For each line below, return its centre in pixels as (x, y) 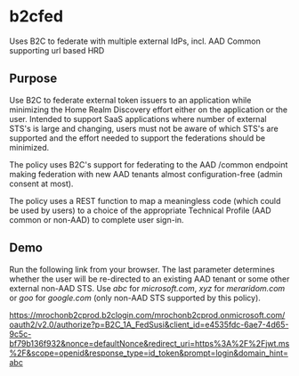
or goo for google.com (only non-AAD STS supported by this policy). (135, 298)
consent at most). (41, 184)
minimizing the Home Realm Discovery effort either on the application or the (148, 110)
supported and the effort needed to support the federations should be (137, 138)
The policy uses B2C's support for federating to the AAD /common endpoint (149, 164)
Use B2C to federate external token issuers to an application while (130, 100)
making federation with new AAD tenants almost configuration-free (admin (146, 174)
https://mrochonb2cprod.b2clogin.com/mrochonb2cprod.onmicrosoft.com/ (147, 315)
